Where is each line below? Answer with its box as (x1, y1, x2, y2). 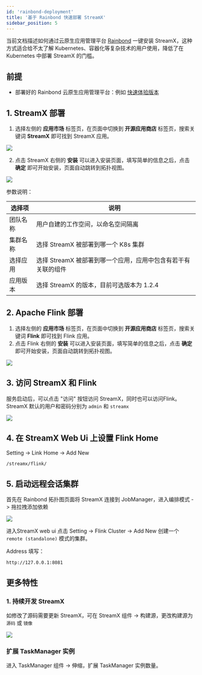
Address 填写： (6, 548, 44, 555)
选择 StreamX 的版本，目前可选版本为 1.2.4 (35, 281, 159, 289)
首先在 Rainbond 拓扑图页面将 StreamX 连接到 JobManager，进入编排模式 (6, 496, 191, 503)
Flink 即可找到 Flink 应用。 (26, 332, 93, 340)
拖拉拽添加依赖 (11, 503, 49, 511)
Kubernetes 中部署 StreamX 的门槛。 (6, 52, 98, 60)
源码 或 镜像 (6, 619, 33, 626)
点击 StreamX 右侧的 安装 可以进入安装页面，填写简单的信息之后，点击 (14, 157, 191, 163)
